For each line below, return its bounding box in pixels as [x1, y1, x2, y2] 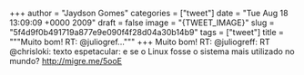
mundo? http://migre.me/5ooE [9, 56, 123, 66]
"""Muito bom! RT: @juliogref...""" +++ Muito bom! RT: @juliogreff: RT [9, 36, 270, 47]
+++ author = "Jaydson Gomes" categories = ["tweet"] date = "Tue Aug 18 [9, 8, 289, 18]
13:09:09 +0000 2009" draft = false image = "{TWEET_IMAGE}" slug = [9, 17, 275, 28]
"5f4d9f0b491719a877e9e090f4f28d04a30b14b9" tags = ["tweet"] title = [9, 27, 285, 37]
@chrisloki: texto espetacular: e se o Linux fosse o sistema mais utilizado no [9, 46, 295, 57]
